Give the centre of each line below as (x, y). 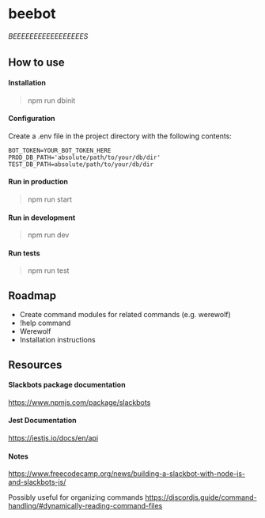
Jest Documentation (42, 421)
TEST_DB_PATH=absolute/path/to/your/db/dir (81, 164)
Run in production (38, 182)
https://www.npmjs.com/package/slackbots (79, 402)
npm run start (50, 199)
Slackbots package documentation (67, 385)
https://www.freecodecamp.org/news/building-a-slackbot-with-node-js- (127, 474)
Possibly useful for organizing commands (76, 497)
